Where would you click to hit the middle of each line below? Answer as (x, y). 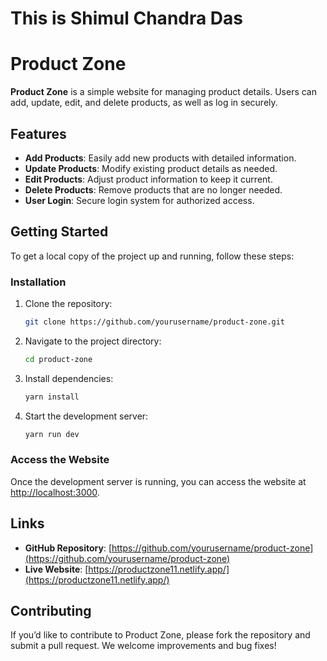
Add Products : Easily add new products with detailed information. (160, 158)
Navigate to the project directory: (93, 341)
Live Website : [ (56, 569)
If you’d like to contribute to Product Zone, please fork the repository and (160, 635)
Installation (38, 282)
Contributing (51, 611)
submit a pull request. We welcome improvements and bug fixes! (143, 646)
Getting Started (59, 232)
